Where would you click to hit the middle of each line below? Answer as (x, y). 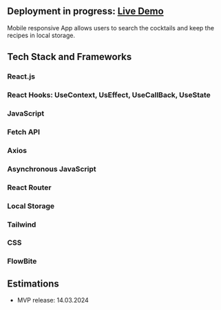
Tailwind (22, 225)
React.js (21, 76)
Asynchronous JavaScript (52, 169)
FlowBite (22, 261)
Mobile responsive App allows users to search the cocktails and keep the (111, 28)
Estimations (33, 283)
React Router (29, 187)
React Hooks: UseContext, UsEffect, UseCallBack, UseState (109, 95)
